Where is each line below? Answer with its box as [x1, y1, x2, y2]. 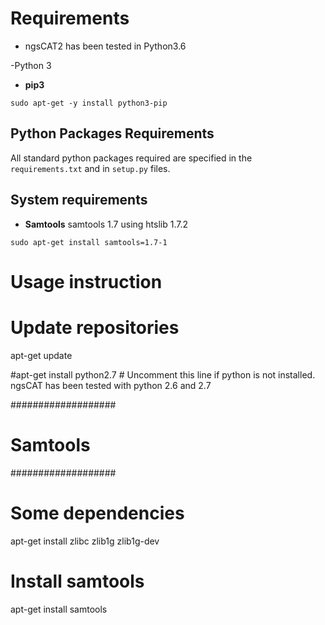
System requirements [10, 192, 148, 209]
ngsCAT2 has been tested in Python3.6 [24, 40, 187, 52]
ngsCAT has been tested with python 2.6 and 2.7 [10, 379, 212, 391]
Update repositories [10, 316, 180, 339]
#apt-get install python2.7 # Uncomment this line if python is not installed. [10, 368, 316, 381]
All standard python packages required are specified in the [10, 152, 253, 164]
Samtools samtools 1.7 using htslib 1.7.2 [24, 218, 188, 230]
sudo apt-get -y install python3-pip [10, 98, 168, 108]
